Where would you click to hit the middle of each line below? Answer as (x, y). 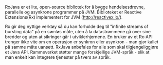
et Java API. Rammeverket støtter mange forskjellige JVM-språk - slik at (77, 52)
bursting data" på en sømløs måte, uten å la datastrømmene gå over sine (78, 32)
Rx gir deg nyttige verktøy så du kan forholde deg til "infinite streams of (77, 26)
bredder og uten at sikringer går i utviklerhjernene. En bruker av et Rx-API (79, 37)
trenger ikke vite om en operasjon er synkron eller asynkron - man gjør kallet (82, 42)
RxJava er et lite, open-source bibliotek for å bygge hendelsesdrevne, (75, 7)
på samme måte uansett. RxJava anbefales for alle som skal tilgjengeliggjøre (82, 47)
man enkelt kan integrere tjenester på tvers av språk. (58, 57)
